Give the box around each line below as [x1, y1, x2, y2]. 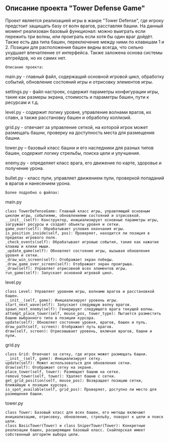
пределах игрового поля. [5, 235, 58, 240]
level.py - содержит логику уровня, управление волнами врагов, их [5, 109, 151, 115]
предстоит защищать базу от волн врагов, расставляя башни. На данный [5, 23, 163, 29]
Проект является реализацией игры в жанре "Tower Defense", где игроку [5, 17, 164, 23]
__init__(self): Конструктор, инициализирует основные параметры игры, [5, 217, 159, 222]
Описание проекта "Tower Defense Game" [5, 4, 145, 13]
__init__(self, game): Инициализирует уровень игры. [5, 297, 119, 303]
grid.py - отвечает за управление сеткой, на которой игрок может [5, 124, 148, 130]
